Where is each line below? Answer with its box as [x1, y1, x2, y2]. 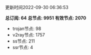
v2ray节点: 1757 [12, 32, 45, 37]
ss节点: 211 [12, 38, 35, 44]
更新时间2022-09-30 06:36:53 [5, 4, 68, 10]
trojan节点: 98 [12, 25, 41, 31]
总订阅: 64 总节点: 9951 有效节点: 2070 [5, 15, 86, 21]
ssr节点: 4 [12, 44, 33, 50]
